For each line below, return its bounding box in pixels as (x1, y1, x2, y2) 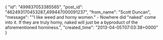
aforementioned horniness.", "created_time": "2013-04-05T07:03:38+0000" (5, 25, 158, 30)
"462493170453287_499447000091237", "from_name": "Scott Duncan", (5, 9, 151, 15)
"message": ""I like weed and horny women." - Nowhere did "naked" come (5, 14, 156, 20)
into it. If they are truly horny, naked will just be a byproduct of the (5, 19, 138, 25)
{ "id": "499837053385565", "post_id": (5, 4, 83, 10)
